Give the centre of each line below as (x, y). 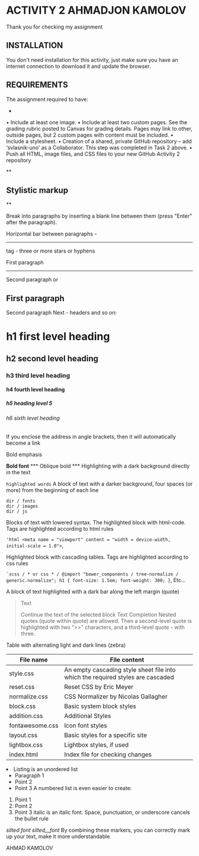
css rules (17, 563)
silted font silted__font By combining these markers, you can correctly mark (98, 830)
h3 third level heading (38, 375)
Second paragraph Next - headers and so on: (62, 313)
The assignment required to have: (47, 99)
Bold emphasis (24, 454)
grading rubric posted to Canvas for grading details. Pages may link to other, (99, 128)
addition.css (26, 716)
